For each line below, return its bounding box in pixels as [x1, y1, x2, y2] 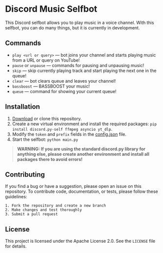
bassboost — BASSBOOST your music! [12, 83, 90, 89]
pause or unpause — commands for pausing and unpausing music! [12, 62, 144, 68]
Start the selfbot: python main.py [12, 136, 78, 142]
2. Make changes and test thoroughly [5, 207, 82, 212]
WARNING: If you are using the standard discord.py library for [17, 146, 146, 152]
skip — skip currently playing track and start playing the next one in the [12, 68, 157, 73]
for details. [5, 243, 27, 249]
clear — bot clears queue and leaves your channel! [12, 78, 116, 84]
